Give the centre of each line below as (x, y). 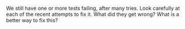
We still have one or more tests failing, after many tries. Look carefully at (93, 8)
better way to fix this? (32, 20)
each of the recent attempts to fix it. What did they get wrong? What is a (93, 14)
